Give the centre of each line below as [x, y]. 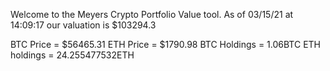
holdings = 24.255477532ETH [72, 55]
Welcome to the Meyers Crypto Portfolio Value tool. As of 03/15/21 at [152, 14]
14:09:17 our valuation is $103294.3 [83, 25]
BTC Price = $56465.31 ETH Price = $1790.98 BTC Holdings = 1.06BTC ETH [166, 44]
